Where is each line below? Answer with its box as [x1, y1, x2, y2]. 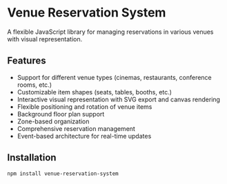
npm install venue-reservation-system [7, 170, 119, 177]
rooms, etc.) [17, 81, 52, 89]
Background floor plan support [17, 110, 105, 118]
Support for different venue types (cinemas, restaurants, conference [17, 73, 212, 81]
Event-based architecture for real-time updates [17, 132, 152, 140]
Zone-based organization [17, 117, 90, 125]
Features [7, 55, 46, 67]
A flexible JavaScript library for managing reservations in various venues [7, 28, 214, 36]
